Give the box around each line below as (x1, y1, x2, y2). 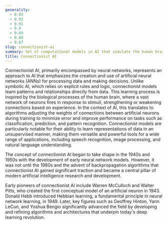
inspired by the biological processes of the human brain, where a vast (5, 94, 149, 100)
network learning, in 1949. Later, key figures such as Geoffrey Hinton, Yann (5, 198, 160, 204)
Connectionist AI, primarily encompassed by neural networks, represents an (5, 67, 162, 73)
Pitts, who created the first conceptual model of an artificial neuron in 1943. (5, 188, 160, 194)
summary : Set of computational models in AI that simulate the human (5, 49, 153, 54)
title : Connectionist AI (5, 53, 57, 59)
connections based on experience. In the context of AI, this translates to (5, 104, 154, 110)
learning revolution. (5, 214, 45, 220)
